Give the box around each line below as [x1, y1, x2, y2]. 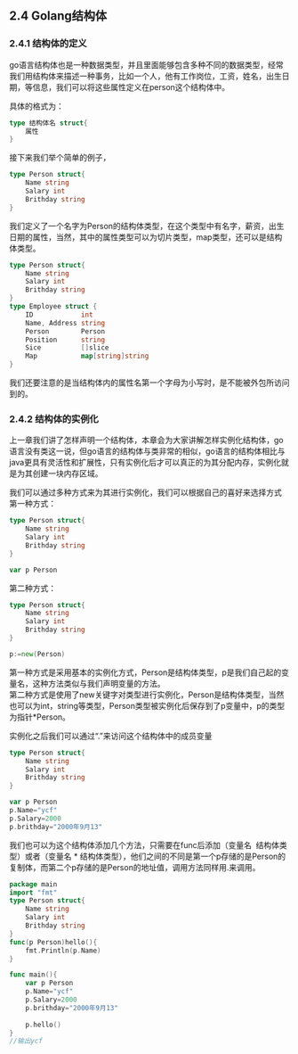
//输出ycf [9, 1037, 43, 1046]
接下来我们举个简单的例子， [9, 152, 111, 163]
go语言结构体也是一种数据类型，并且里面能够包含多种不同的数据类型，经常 [9, 59, 284, 70]
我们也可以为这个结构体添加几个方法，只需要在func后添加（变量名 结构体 [9, 839, 280, 850]
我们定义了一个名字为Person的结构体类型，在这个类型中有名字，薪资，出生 [9, 220, 285, 231]
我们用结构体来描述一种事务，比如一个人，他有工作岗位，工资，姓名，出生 [9, 70, 282, 81]
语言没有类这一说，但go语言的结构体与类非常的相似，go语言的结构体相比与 [9, 446, 286, 457]
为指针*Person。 [9, 712, 71, 722]
